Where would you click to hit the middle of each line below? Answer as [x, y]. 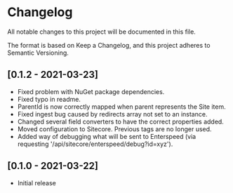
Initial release [36, 182]
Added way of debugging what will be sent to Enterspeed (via [107, 136]
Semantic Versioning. [38, 53]
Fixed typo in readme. [49, 99]
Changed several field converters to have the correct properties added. [121, 121]
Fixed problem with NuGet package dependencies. [91, 91]
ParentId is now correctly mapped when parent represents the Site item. [121, 107]
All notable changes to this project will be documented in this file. [102, 32]
